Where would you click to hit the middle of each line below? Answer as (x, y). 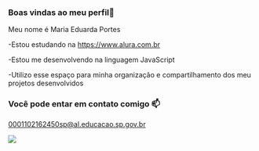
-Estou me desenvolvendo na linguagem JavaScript (91, 60)
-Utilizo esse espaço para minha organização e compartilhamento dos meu (129, 75)
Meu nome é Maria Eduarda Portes (64, 30)
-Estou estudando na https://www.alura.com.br (84, 45)
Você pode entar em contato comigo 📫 (84, 104)
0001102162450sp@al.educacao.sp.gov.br (77, 124)
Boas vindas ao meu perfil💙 (62, 13)
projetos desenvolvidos (46, 83)
